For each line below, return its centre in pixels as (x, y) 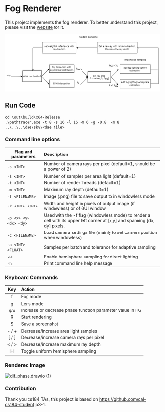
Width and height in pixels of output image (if (89, 203)
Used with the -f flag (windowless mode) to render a (97, 215)
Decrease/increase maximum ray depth (61, 344)
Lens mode (32, 303)
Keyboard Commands (32, 278)
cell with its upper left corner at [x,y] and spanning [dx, (99, 220)
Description (56, 154)
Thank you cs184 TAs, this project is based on (52, 399)
